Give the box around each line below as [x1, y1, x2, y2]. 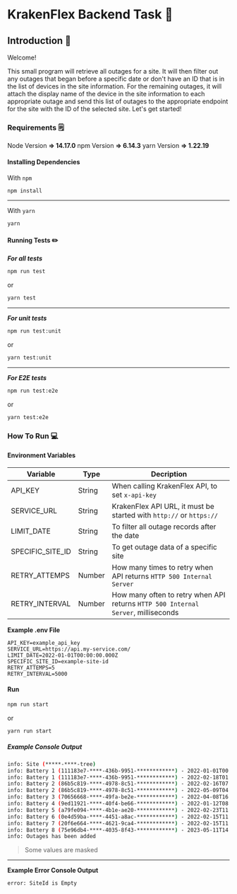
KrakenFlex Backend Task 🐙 [7, 6, 174, 23]
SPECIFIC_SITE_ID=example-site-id [7, 658, 109, 665]
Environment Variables [7, 451, 76, 459]
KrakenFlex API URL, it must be [111, 501, 215, 511]
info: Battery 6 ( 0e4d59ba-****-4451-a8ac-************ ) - [7, 813, 185, 820]
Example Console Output [7, 743, 83, 751]
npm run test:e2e [7, 387, 59, 394]
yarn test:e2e [7, 413, 49, 420]
